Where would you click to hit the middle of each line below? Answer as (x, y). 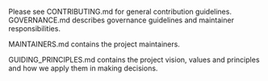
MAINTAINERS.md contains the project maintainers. (94, 44)
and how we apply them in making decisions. (83, 68)
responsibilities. (34, 28)
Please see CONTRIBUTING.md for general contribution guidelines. (120, 12)
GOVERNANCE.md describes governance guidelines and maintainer (121, 20)
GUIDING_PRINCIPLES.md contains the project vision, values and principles (134, 60)
